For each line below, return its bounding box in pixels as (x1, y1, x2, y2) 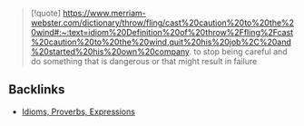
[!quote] (30, 8, 61, 18)
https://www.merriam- (62, 8, 147, 18)
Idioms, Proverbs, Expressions (21, 106, 135, 117)
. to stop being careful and (189, 46, 288, 57)
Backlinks (8, 82, 65, 98)
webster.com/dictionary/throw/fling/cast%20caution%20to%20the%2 (30, 17, 295, 28)
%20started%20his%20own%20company (30, 46, 190, 57)
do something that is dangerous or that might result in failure (30, 56, 258, 66)
